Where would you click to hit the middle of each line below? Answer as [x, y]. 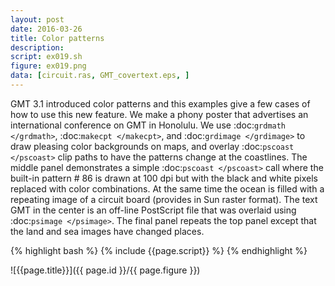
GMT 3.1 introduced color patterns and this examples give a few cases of [160, 103]
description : [37, 47]
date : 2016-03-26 [46, 29]
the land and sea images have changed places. [107, 231]
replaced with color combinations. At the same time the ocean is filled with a [167, 188]
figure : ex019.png [48, 66]
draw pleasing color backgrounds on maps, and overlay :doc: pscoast [152, 146]
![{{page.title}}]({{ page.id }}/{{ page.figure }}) [105, 270]
